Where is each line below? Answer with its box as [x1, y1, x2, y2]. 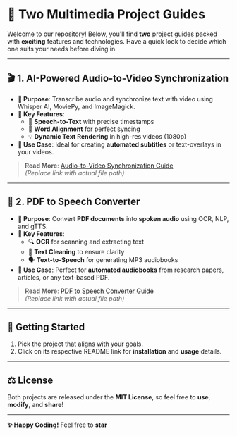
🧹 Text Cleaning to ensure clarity [28, 247, 125, 256]
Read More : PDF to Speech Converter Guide [24, 287, 154, 295]
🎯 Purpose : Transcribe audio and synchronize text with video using [17, 94, 214, 103]
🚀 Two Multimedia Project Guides [7, 6, 206, 23]
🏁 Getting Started [7, 320, 85, 333]
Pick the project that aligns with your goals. [17, 340, 143, 348]
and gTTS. [17, 222, 48, 230]
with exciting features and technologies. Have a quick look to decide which [7, 37, 226, 45]
